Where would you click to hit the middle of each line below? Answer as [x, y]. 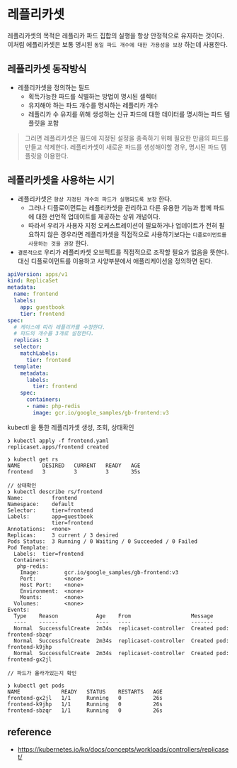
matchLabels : [39, 353]
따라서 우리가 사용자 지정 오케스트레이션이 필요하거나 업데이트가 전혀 [123, 225]
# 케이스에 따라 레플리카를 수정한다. [60, 327]
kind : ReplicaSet [33, 281]
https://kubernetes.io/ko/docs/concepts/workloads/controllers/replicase [123, 749]
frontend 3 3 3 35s [74, 472]
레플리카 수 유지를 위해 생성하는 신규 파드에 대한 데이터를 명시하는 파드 [125, 114]
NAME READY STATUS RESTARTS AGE [85, 692]
